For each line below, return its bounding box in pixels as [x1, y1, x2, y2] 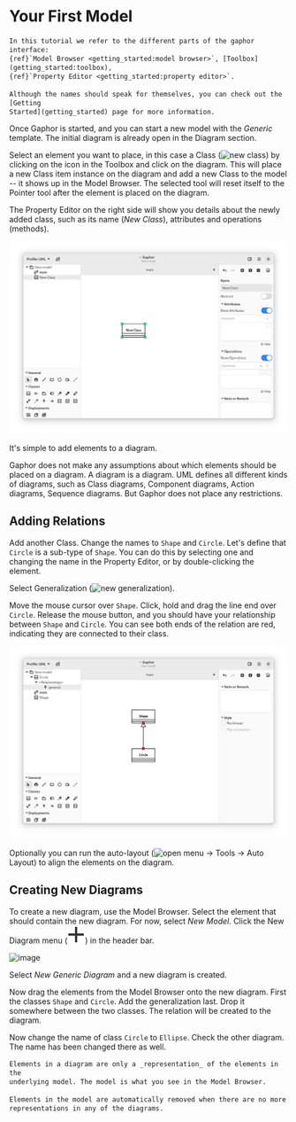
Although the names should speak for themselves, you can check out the [9, 90, 283, 98]
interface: [9, 45, 49, 54]
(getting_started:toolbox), [9, 63, 113, 72]
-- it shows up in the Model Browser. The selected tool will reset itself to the [9, 177, 285, 188]
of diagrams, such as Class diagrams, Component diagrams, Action [9, 479, 254, 489]
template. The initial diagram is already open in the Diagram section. [9, 132, 257, 143]
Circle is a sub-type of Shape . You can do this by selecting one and [9, 547, 254, 557]
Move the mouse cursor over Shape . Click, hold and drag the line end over [9, 600, 277, 611]
